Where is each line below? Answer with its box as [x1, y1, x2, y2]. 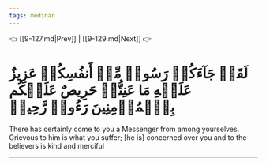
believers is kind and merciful [9, 141, 105, 150]
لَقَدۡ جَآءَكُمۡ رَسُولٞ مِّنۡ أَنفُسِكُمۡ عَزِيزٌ [9, 64, 248, 82]
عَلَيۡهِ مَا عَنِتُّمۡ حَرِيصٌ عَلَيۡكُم [9, 81, 192, 99]
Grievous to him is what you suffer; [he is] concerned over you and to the [9, 132, 247, 142]
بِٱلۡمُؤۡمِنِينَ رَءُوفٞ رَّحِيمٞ [9, 98, 175, 115]
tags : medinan [9, 11, 56, 20]
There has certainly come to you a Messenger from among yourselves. [9, 124, 240, 134]
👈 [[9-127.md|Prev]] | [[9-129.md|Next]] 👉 [9, 33, 152, 43]
